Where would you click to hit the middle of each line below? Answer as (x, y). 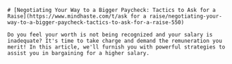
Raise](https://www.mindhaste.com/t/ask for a (77, 16)
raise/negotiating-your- (185, 16)
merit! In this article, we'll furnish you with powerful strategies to (116, 47)
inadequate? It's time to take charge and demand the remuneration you (115, 41)
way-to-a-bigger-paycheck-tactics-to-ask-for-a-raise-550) (96, 23)
